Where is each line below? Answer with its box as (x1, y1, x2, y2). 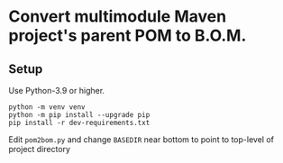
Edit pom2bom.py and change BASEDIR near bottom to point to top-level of (8, 134, 274, 145)
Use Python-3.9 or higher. (8, 86, 105, 95)
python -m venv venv (8, 103, 87, 112)
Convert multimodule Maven (8, 6, 227, 27)
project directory (8, 144, 71, 154)
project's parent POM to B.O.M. (8, 25, 247, 46)
